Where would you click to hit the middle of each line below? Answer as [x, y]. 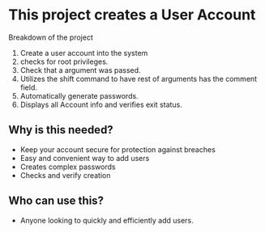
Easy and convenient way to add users [85, 158]
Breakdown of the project [51, 37]
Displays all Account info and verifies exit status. [101, 104]
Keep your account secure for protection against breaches [118, 149]
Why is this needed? [61, 130]
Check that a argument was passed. [80, 70]
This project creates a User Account [132, 15]
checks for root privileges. [64, 61]
